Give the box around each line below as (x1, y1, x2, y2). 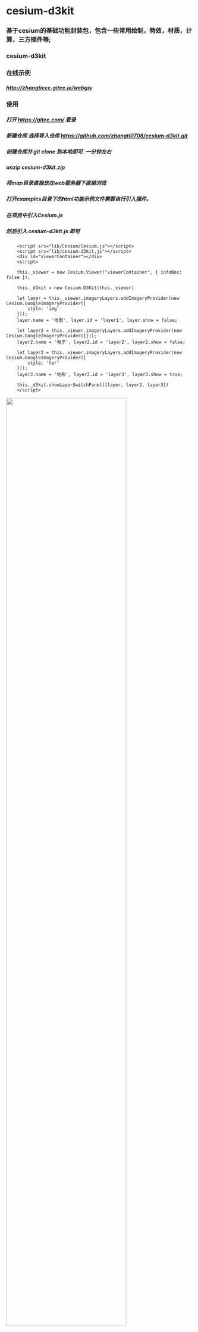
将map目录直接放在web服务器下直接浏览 (6, 180, 107, 187)
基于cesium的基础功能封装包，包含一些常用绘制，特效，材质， (6, 27, 186, 35)
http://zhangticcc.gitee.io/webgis (6, 84, 92, 91)
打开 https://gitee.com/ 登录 (6, 116, 76, 123)
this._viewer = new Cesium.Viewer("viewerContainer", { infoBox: (17, 269, 183, 275)
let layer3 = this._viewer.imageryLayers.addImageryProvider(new (17, 349, 183, 355)
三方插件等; (18, 36, 52, 44)
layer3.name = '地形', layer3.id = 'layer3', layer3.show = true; (17, 371, 183, 377)
